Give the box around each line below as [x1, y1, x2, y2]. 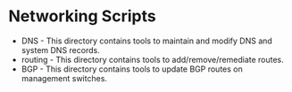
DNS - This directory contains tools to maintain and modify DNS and [21, 35, 273, 46]
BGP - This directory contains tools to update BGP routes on [21, 64, 243, 74]
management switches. [21, 73, 108, 83]
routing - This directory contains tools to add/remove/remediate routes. [21, 54, 285, 65]
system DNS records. [21, 44, 100, 55]
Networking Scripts [8, 6, 157, 27]
